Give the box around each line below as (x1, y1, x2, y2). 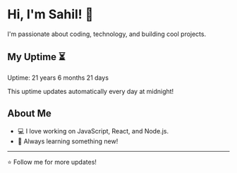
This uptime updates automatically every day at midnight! (7, 87, 174, 95)
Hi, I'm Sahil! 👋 (7, 6, 94, 23)
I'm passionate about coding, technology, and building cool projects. (7, 30, 207, 38)
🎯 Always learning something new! (17, 137, 119, 145)
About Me (7, 107, 51, 119)
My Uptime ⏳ (7, 51, 66, 63)
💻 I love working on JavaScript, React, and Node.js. (17, 126, 169, 135)
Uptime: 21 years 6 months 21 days (7, 73, 109, 82)
